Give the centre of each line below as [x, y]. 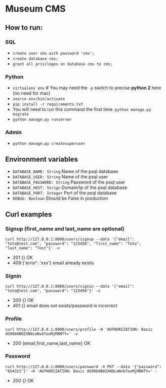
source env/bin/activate [39, 99]
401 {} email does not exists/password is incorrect [65, 306]
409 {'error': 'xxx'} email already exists [53, 263]
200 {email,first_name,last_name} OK [51, 343]
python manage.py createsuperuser [49, 144]
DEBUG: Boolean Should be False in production [60, 199]
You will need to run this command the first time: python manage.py [82, 109]
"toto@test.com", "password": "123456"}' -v [53, 291]
